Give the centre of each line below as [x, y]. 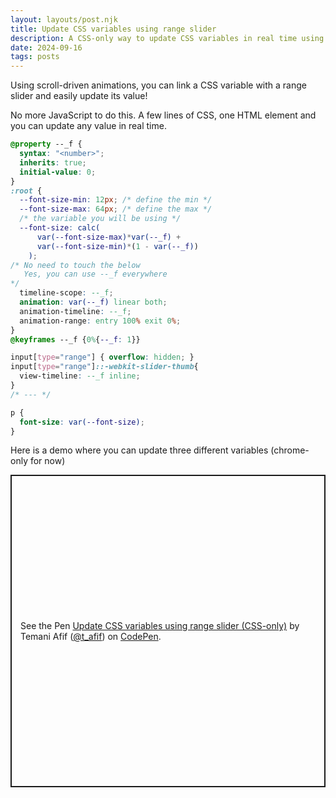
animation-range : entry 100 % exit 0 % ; [100, 321]
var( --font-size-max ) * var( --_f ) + [109, 237]
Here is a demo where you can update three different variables [139, 450]
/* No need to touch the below [75, 265]
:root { [26, 191]
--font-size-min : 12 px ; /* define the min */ [116, 200]
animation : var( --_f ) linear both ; [93, 302]
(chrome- [290, 450]
